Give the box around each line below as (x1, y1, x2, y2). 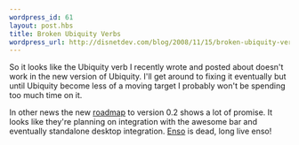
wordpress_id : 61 (9, 12, 74, 22)
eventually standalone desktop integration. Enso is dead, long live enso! (9, 126, 272, 137)
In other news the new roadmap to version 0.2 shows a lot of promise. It (9, 107, 273, 118)
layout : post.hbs (9, 21, 74, 30)
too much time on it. (9, 90, 83, 101)
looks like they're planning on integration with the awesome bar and (9, 117, 258, 127)
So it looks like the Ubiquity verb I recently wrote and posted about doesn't (9, 62, 284, 72)
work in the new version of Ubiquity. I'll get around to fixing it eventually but (9, 72, 287, 82)
